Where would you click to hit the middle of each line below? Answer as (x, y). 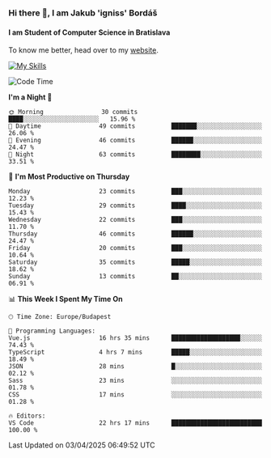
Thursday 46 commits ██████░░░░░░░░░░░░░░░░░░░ (135, 234)
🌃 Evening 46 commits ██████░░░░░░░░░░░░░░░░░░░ (135, 141)
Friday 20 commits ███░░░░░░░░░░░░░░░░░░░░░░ (135, 248)
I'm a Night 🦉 (30, 97)
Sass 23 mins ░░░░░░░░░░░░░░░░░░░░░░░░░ (135, 381)
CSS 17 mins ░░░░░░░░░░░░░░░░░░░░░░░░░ (135, 395)
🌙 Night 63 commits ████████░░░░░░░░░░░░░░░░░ (135, 155)
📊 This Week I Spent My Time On (66, 299)
